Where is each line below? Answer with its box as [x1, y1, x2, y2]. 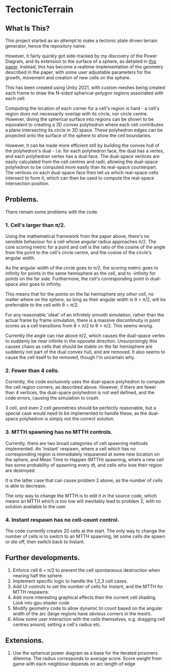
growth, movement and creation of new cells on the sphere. [5, 75, 131, 80]
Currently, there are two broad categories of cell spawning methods [5, 440, 148, 446]
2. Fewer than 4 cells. [5, 367, 60, 374]
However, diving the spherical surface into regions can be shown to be [5, 116, 154, 122]
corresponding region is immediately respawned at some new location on [5, 451, 160, 457]
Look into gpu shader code [12, 599, 70, 606]
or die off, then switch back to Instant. [5, 539, 85, 545]
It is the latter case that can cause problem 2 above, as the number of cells [5, 477, 163, 483]
